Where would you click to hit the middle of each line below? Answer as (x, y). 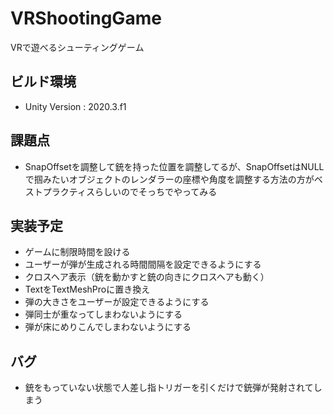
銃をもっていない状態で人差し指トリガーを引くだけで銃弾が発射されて (169, 388)
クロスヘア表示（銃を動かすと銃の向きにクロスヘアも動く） (147, 277)
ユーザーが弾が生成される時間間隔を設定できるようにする (143, 264)
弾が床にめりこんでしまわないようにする (108, 327)
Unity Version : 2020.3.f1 (75, 106)
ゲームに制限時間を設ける (77, 252)
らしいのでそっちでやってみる (156, 191)
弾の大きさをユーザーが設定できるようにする (117, 302)
